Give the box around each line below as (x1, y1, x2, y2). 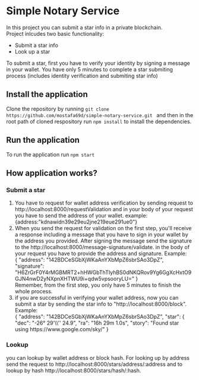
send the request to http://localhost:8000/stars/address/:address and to (6, 360, 183, 368)
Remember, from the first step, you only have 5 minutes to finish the (14, 281, 181, 289)
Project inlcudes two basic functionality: (6, 30, 105, 37)
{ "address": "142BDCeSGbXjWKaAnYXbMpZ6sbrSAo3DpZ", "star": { (14, 313, 185, 321)
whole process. (14, 288, 53, 295)
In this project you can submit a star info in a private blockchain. (6, 24, 163, 31)
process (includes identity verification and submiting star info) (6, 72, 159, 79)
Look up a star (14, 48, 50, 55)
